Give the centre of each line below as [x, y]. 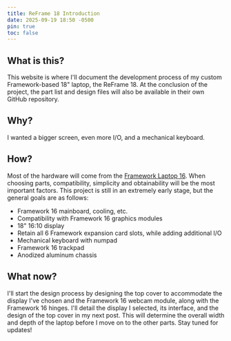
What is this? [36, 60]
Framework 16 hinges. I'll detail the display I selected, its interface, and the [113, 308]
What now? [32, 277]
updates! [20, 330]
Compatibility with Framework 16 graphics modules [90, 218]
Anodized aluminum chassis [57, 255]
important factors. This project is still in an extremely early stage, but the [110, 190]
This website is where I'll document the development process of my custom [114, 77]
